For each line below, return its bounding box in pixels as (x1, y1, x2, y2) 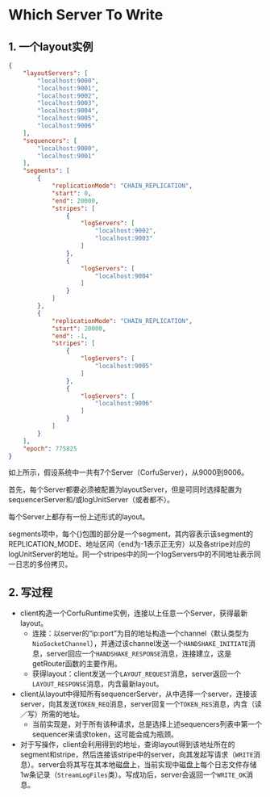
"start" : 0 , (51, 189, 92, 197)
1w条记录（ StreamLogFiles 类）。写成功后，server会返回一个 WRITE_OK (19, 770, 247, 780)
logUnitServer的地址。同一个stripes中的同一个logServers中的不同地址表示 (8, 549, 255, 559)
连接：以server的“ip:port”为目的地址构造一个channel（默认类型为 (31, 628, 250, 639)
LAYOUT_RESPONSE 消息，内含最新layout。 (31, 679, 164, 689)
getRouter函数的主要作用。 (31, 659, 123, 669)
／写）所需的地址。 (19, 709, 85, 719)
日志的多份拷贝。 (15, 560, 73, 569)
